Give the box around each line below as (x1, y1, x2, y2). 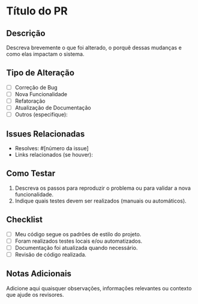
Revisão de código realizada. (14, 251, 87, 258)
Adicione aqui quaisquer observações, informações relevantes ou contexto (6, 284, 192, 292)
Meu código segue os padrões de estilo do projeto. (14, 230, 142, 238)
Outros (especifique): (14, 111, 68, 118)
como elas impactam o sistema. (6, 50, 85, 58)
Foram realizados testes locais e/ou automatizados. (14, 237, 143, 245)
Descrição (6, 28, 46, 38)
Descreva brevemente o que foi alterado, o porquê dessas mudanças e (6, 44, 182, 51)
